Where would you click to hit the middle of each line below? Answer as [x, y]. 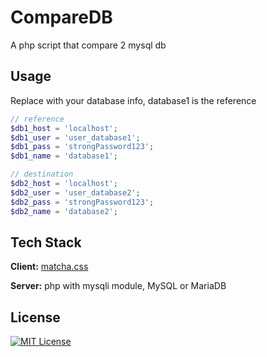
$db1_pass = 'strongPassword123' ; [82, 147]
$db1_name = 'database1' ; [64, 156]
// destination [42, 174]
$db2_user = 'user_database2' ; [75, 192]
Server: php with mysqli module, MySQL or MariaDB [118, 286]
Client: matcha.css [49, 267]
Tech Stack [46, 242]
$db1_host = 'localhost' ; [64, 128]
